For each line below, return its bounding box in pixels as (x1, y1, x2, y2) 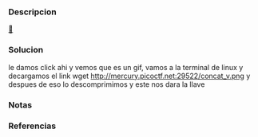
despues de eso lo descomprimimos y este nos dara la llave (8, 79, 205, 89)
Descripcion (8, 6, 58, 18)
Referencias (8, 120, 57, 131)
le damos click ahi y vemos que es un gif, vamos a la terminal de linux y (8, 62, 244, 72)
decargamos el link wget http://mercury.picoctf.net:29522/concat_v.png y (8, 71, 251, 80)
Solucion (8, 45, 44, 56)
